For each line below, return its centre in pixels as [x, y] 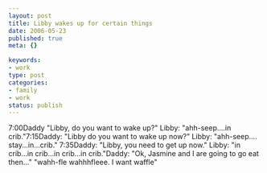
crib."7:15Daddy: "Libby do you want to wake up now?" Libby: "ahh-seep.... [133, 137]
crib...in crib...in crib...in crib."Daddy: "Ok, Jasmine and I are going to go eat [134, 154]
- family [23, 90]
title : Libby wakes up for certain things [80, 23]
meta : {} [23, 46]
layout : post [30, 16]
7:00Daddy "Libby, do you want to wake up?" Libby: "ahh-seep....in [120, 128]
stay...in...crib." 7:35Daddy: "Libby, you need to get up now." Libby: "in [125, 145]
